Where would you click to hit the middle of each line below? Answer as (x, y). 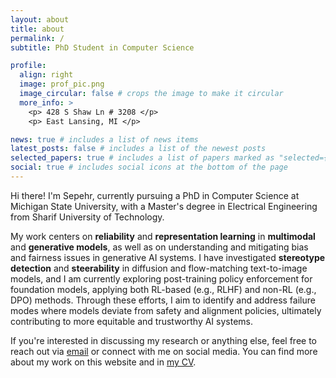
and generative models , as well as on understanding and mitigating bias (159, 247)
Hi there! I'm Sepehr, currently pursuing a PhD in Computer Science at (155, 195)
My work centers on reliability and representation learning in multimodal (163, 236)
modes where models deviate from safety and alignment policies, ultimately (166, 310)
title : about (37, 29)
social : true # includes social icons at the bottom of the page (149, 167)
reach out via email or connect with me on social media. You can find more (164, 351)
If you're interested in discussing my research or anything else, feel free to (163, 340)
